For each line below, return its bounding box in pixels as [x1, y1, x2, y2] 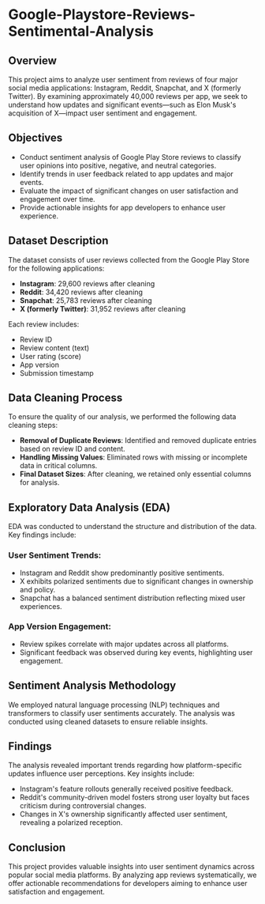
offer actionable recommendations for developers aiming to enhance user [8, 879, 248, 888]
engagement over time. [19, 194, 96, 203]
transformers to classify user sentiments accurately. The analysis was [8, 708, 235, 717]
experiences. [19, 601, 62, 611]
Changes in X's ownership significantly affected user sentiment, [19, 809, 228, 819]
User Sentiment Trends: [8, 550, 102, 561]
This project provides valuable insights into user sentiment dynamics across [8, 862, 255, 872]
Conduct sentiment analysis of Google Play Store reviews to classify [19, 152, 242, 161]
